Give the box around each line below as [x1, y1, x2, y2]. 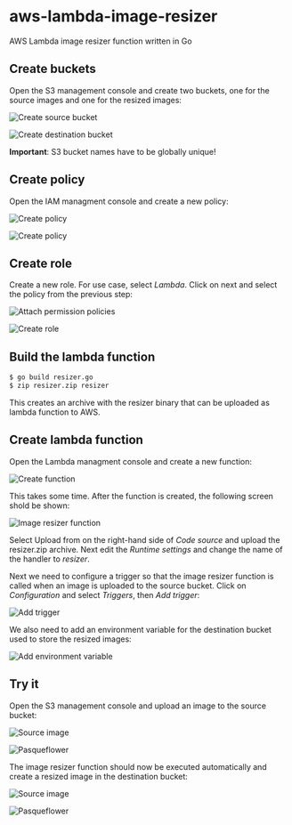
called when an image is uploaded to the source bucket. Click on [9, 580, 247, 591]
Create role [9, 255, 73, 271]
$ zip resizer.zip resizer [9, 381, 109, 391]
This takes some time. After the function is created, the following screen [9, 490, 274, 501]
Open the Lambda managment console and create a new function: [9, 456, 252, 466]
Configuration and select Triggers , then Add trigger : [9, 589, 200, 600]
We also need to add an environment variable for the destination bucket [9, 624, 272, 635]
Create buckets [9, 61, 96, 77]
